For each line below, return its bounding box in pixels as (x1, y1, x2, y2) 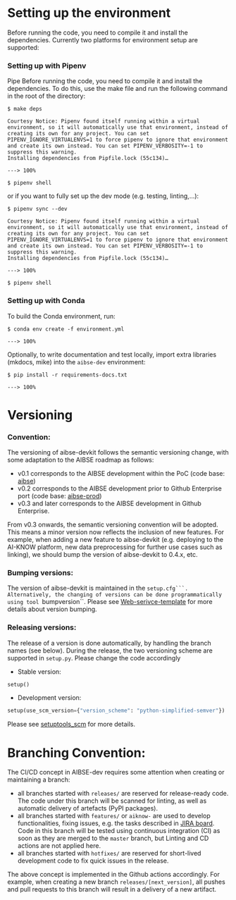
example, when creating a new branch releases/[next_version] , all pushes (7, 877, 225, 886)
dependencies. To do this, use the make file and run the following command (7, 85, 228, 93)
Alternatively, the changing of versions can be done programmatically (7, 591, 222, 598)
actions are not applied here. (17, 842, 101, 850)
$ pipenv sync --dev (7, 206, 68, 213)
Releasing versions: (7, 622, 77, 632)
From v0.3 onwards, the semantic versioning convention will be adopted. (7, 520, 218, 529)
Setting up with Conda (7, 296, 86, 306)
